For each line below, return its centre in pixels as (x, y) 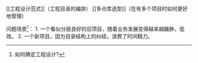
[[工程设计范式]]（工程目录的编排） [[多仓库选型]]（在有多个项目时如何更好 (97, 9)
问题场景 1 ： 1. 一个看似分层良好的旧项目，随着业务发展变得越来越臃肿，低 (95, 28)
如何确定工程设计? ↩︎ (39, 54)
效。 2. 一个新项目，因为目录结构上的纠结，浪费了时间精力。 (80, 36)
